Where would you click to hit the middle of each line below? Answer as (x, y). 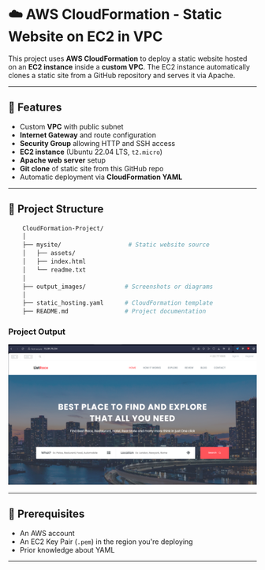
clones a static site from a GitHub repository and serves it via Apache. (122, 75)
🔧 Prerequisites (47, 514)
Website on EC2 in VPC (86, 37)
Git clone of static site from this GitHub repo (91, 168)
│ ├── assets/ (49, 253)
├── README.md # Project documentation (114, 312)
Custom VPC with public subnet (71, 126)
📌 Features (35, 108)
